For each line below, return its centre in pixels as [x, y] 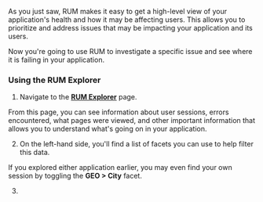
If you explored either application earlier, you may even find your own [121, 168]
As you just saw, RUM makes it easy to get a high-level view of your [118, 11]
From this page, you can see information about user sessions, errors [119, 112]
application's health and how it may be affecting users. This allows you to [127, 20]
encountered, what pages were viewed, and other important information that [132, 121]
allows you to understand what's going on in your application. [108, 129]
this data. [35, 153]
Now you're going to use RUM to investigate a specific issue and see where [130, 51]
